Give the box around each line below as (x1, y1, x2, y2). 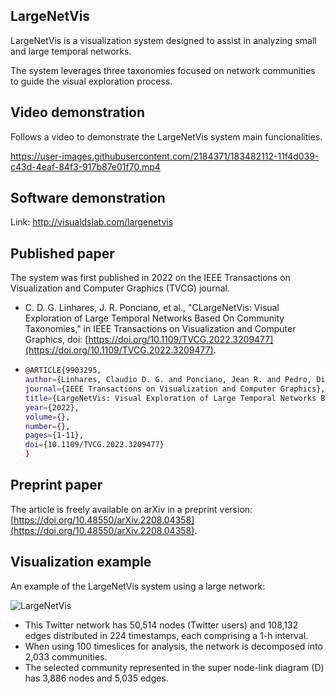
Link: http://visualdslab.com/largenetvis (10, 216, 174, 228)
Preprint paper (10, 477, 103, 494)
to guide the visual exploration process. (10, 75, 173, 87)
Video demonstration (10, 104, 146, 121)
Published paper (10, 245, 115, 262)
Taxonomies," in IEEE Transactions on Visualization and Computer (24, 323, 297, 335)
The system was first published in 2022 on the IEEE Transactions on (10, 272, 291, 284)
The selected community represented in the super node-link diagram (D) (24, 661, 325, 673)
